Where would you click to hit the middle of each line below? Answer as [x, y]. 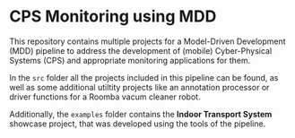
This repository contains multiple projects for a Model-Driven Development [147, 41]
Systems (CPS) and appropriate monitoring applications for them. [130, 60]
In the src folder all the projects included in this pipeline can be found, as [144, 77]
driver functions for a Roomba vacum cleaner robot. [105, 97]
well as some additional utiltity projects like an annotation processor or [139, 87]
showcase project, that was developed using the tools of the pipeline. [138, 124]
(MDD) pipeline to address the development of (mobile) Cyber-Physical [141, 50]
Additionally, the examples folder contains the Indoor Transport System [141, 114]
